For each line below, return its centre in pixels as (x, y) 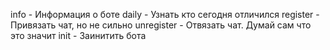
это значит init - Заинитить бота (78, 35)
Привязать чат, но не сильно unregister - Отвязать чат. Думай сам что (161, 25)
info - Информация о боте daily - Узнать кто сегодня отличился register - (165, 14)
